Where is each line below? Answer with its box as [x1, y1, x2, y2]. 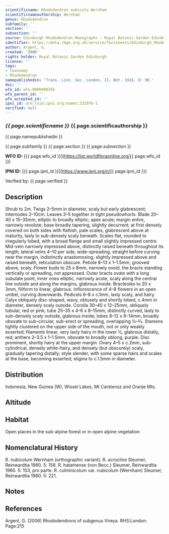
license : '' [5, 59, 30, 64]
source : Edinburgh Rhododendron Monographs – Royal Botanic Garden [5, 36, 150, 41]
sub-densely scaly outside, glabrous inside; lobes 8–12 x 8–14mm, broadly [5, 313, 159, 319]
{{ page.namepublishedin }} [5, 134, 63, 140]
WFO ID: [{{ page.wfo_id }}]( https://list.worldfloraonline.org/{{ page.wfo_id [5, 153, 160, 159]
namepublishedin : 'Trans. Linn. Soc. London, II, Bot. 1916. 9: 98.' [5, 78, 154, 83]
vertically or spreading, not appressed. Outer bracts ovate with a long [5, 270, 149, 276]
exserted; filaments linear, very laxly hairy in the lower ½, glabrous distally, [5, 329, 159, 335]
